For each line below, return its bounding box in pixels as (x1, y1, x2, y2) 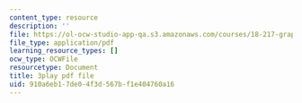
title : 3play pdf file (9, 72, 94, 81)
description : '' (9, 21, 70, 30)
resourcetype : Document (9, 64, 99, 73)
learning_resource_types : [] (9, 47, 119, 56)
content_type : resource (9, 13, 99, 22)
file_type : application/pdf (9, 38, 115, 47)
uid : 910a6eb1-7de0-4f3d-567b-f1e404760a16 (9, 80, 175, 89)
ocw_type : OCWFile (9, 55, 78, 64)
